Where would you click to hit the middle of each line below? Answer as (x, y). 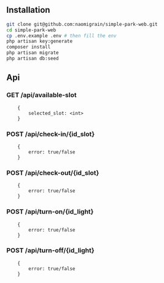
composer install (29, 47)
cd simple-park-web (31, 30)
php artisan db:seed (33, 59)
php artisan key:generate (39, 41)
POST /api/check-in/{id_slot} (51, 134)
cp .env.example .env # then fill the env (61, 36)
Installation (28, 10)
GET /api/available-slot (41, 95)
